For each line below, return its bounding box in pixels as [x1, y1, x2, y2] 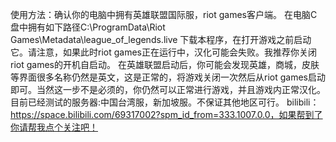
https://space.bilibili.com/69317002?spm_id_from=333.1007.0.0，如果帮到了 [10, 109, 323, 120]
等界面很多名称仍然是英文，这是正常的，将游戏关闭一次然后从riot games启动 [10, 71, 326, 83]
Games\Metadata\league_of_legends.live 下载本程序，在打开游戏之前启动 [10, 34, 312, 45]
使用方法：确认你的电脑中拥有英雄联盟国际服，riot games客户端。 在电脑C [10, 9, 318, 20]
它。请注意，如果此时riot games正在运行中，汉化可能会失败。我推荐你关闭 [10, 46, 317, 58]
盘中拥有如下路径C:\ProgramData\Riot [10, 21, 166, 33]
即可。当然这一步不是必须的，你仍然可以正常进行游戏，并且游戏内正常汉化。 [10, 84, 326, 95]
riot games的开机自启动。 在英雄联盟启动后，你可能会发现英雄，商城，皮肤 [10, 59, 320, 70]
